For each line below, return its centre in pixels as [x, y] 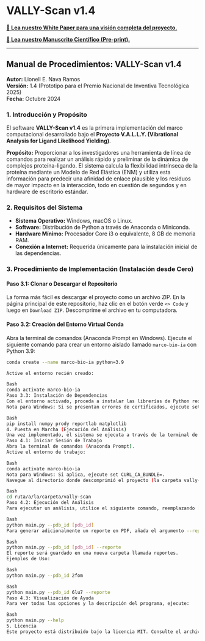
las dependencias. [38, 253]
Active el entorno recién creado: [50, 373]
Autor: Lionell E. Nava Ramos [43, 79]
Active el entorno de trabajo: [46, 452]
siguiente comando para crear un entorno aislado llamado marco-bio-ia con [102, 344]
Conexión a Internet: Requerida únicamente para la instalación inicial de [106, 247]
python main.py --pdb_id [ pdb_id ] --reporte [64, 547]
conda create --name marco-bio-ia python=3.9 [65, 362]
